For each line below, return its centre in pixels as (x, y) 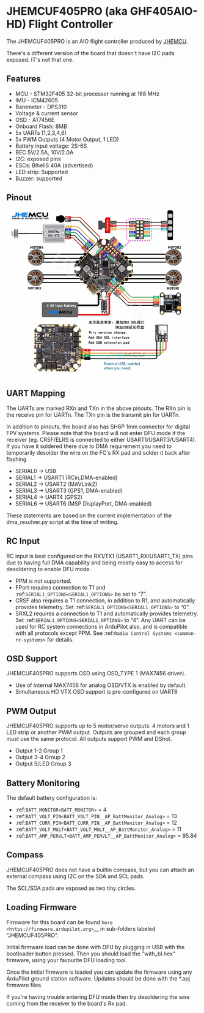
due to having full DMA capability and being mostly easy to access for (94, 563)
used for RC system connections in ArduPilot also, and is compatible (101, 626)
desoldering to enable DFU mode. (49, 569)
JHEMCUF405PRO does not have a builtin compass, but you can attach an (100, 870)
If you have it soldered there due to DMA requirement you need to (89, 446)
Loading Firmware (42, 907)
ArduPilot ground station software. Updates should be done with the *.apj (98, 978)
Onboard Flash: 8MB (41, 126)
